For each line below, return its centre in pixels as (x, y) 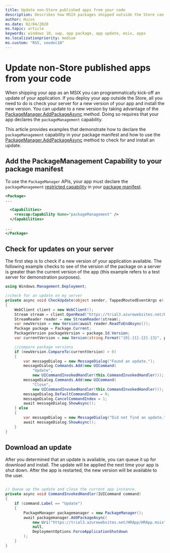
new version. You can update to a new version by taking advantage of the (82, 109)
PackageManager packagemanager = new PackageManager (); (83, 513)
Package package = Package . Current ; (53, 329)
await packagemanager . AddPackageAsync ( (66, 518)
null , (38, 527)
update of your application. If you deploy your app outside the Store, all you (84, 98)
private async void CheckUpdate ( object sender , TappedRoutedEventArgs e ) (85, 301)
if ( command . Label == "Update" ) (48, 503)
